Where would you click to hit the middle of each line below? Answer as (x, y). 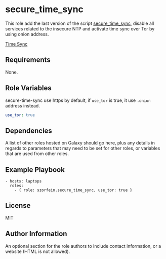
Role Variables (28, 88)
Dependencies (29, 131)
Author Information (36, 234)
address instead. (23, 105)
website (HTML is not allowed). (38, 251)
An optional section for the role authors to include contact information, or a (83, 246)
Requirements (28, 60)
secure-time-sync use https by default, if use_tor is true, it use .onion (78, 100)
